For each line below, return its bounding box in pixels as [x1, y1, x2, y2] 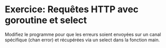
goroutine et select [5, 14, 87, 26]
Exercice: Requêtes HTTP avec [5, 4, 139, 15]
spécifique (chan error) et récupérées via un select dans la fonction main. [5, 37, 160, 43]
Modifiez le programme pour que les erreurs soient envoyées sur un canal [5, 31, 161, 37]
